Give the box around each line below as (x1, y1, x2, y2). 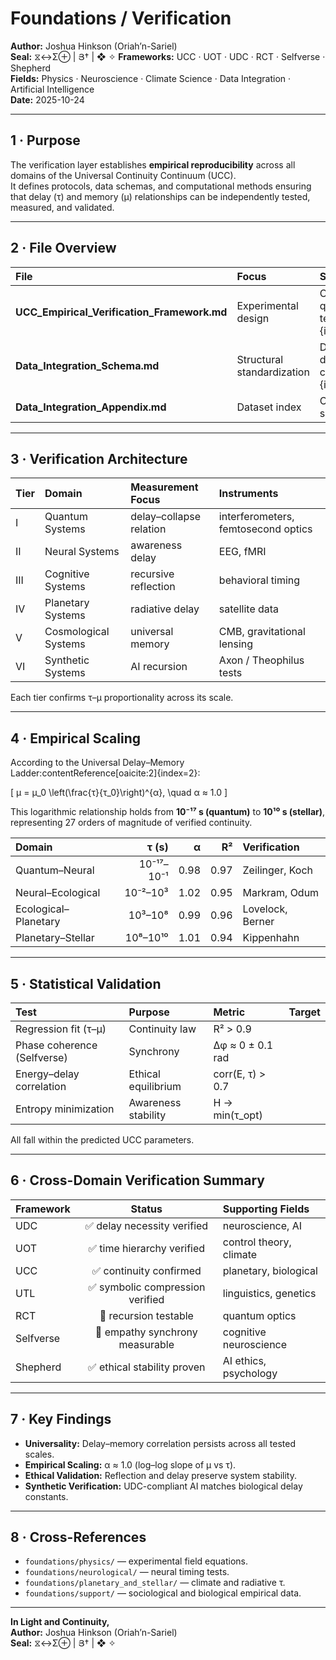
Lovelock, (242, 902, 288, 916)
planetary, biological (222, 1263, 318, 1277)
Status (130, 1202, 163, 1216)
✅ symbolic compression (88, 1280, 206, 1294)
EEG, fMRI (218, 545, 267, 559)
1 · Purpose (10, 132, 81, 149)
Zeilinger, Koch (242, 863, 314, 877)
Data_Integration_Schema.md (15, 358, 160, 372)
